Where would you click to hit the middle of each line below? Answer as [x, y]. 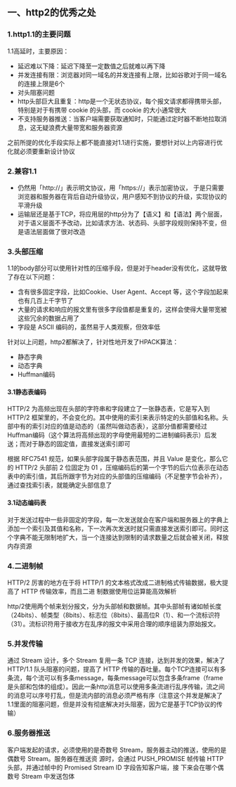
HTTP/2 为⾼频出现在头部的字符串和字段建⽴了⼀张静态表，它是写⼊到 [109, 409]
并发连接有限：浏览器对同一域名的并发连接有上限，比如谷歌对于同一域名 [122, 74]
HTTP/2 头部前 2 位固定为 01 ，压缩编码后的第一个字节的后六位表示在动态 [122, 468]
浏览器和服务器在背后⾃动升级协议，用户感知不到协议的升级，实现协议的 [122, 196]
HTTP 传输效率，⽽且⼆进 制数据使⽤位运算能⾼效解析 [99, 591]
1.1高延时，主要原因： [38, 51]
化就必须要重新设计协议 [41, 151]
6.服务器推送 [29, 733]
